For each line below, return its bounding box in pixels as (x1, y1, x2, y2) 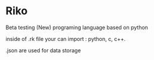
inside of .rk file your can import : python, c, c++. (5, 35, 126, 42)
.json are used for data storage (5, 46, 81, 54)
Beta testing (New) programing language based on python (5, 24, 148, 31)
